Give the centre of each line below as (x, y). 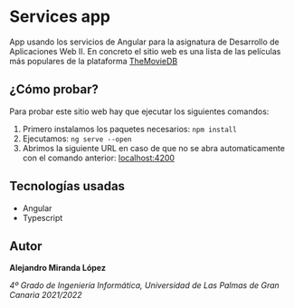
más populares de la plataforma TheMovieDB (94, 61)
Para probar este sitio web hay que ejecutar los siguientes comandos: (139, 111)
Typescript (43, 217)
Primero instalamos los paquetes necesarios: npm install (129, 129)
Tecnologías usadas (67, 186)
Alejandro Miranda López (58, 268)
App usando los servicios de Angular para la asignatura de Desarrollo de (144, 42)
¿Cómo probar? (54, 89)
